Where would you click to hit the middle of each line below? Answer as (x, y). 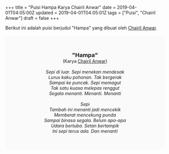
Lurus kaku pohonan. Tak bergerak (85, 77)
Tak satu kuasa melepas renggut (85, 88)
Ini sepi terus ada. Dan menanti (85, 131)
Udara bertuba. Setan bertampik (85, 126)
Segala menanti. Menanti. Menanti (85, 93)
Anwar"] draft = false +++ (32, 18)
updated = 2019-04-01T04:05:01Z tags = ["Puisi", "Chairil (96, 13)
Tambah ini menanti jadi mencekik (85, 109)
